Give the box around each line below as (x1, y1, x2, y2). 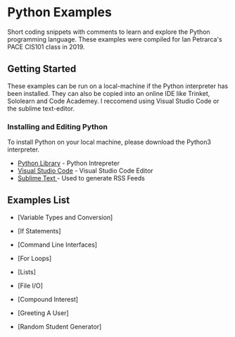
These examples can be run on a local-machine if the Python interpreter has (7, 82, 229, 90)
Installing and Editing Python (7, 121, 108, 131)
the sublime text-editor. (7, 104, 75, 113)
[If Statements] (17, 226, 61, 235)
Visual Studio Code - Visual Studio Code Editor (17, 166, 153, 175)
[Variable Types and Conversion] (17, 213, 113, 221)
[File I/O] (17, 281, 44, 290)
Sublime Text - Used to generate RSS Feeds (17, 174, 146, 183)
